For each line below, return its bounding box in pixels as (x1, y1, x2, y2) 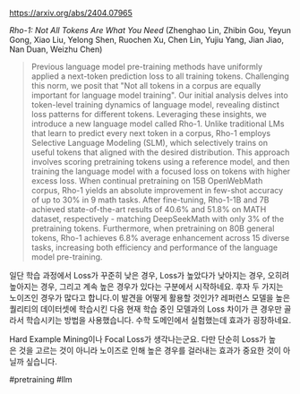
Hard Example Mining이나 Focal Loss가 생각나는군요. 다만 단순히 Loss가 (9, 334, 267, 344)
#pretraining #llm (9, 374, 73, 384)
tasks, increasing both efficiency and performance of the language (30, 242, 279, 253)
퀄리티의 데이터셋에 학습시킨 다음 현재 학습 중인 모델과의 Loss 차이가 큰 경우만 (9, 304, 282, 314)
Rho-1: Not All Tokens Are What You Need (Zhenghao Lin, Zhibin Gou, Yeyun (9, 25, 291, 35)
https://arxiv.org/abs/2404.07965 (9, 8, 133, 18)
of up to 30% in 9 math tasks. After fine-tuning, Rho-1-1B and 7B (30, 194, 270, 205)
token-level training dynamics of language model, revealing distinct (30, 99, 280, 110)
